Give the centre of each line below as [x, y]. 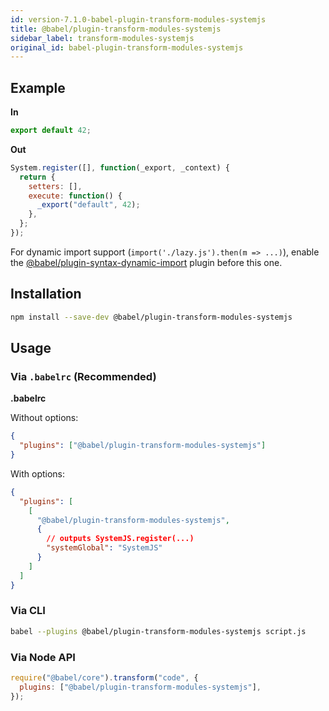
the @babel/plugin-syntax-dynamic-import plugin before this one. [146, 262]
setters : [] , [55, 186]
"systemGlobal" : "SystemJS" [104, 548]
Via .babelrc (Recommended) [83, 376]
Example [38, 87]
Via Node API [43, 657]
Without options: [44, 418]
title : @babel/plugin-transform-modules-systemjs [116, 29]
